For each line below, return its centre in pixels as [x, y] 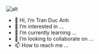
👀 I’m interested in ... [39, 26]
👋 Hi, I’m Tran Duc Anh [42, 20]
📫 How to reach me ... [41, 45]
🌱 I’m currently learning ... [45, 33]
